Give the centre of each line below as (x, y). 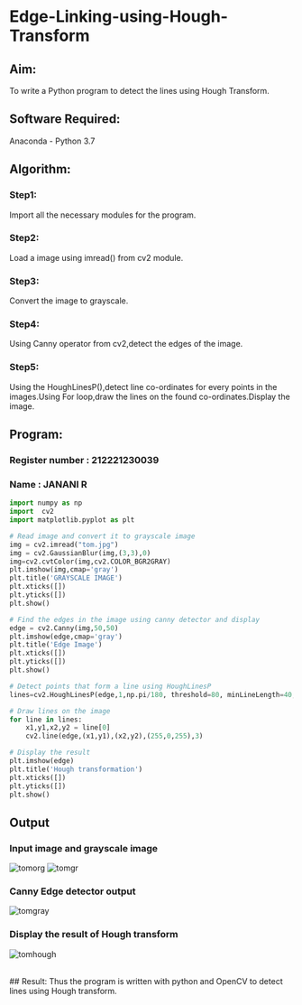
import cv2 (32, 512)
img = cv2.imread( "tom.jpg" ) (64, 544)
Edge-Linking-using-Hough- (119, 17)
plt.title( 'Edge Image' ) (56, 645)
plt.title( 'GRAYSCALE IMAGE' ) (66, 578)
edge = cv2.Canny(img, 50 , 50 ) (64, 628)
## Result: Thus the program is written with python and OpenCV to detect (146, 981)
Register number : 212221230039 (84, 460)
